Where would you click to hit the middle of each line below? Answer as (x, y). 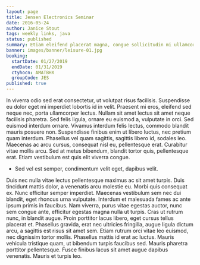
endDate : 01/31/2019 (37, 67)
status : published (29, 39)
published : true (26, 84)
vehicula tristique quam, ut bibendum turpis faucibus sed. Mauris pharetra (97, 243)
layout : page (22, 12)
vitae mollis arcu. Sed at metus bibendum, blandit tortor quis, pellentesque (97, 151)
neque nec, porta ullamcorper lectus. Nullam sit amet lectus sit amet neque (98, 113)
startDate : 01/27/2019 (40, 61)
